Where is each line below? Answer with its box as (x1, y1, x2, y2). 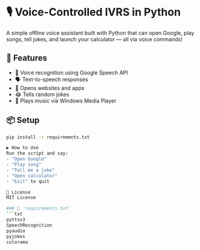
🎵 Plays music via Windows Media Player (14, 97, 117, 104)
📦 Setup (6, 115, 40, 125)
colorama (6, 239, 28, 245)
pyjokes (6, 233, 26, 239)
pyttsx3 (6, 217, 26, 223)
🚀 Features (6, 53, 47, 64)
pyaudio (6, 228, 26, 234)
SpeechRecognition (6, 222, 52, 228)
